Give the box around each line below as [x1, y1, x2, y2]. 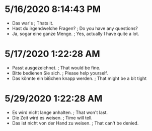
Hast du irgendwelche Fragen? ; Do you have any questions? [12, 25, 138, 31]
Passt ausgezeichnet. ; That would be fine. [12, 64, 101, 70]
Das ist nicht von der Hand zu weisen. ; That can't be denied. [12, 120, 139, 126]
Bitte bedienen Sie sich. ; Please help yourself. [12, 70, 108, 76]
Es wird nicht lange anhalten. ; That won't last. [12, 109, 108, 115]
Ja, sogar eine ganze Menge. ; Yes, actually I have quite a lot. [12, 30, 139, 36]
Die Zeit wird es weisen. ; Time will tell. [12, 114, 93, 120]
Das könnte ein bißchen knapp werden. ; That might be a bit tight [12, 75, 147, 81]
